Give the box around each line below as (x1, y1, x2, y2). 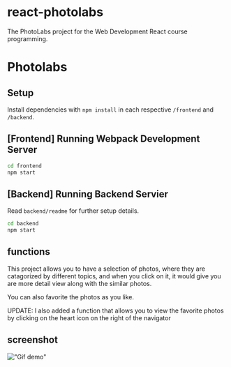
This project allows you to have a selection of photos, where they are (7, 264, 206, 273)
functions (7, 246, 50, 258)
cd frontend (7, 162, 42, 170)
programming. (7, 34, 48, 43)
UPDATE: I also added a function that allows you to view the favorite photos (7, 306, 225, 315)
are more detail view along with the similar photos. (7, 279, 152, 287)
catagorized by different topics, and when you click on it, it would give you (7, 271, 221, 280)
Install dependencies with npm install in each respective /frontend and (7, 105, 214, 114)
